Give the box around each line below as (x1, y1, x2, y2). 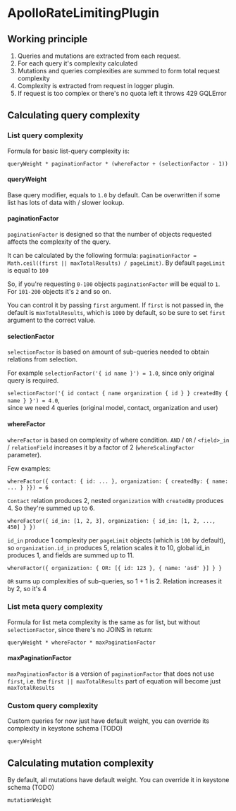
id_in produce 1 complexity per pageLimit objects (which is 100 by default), (7, 535, 225, 544)
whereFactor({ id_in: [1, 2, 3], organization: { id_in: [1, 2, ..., (7, 517, 216, 524)
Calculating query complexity (7, 109, 140, 121)
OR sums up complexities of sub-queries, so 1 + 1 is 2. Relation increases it (7, 576, 222, 586)
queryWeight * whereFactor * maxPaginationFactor (7, 639, 156, 646)
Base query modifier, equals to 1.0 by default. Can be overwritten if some (7, 190, 221, 199)
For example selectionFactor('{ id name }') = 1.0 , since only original (7, 369, 215, 378)
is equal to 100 (7, 266, 49, 275)
